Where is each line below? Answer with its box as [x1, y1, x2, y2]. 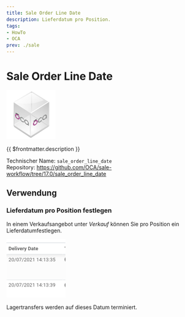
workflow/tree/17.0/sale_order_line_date [6, 170, 107, 177]
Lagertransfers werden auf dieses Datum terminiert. [6, 304, 138, 311]
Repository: [6, 163, 36, 171]
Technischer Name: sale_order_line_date [6, 157, 112, 164]
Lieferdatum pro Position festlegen [6, 206, 112, 215]
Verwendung [6, 188, 57, 199]
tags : [6, 23, 20, 29]
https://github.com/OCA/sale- [36, 163, 112, 171]
